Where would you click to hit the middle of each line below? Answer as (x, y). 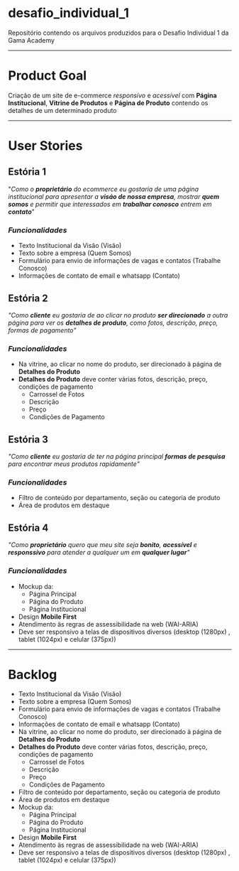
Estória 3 (28, 439)
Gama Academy (32, 40)
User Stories (45, 146)
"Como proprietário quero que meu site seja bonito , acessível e (103, 545)
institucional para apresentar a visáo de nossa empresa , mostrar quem (113, 196)
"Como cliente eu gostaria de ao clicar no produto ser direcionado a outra (118, 315)
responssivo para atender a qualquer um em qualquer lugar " (99, 553)
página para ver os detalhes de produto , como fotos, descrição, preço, (113, 323)
